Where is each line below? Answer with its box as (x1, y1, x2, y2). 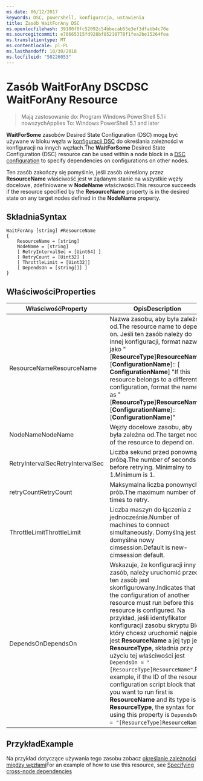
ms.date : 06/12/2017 (6, 8, 59, 15)
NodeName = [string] (17, 243, 69, 250)
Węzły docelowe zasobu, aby (109, 423, 193, 432)
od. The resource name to (109, 322, 181, 331)
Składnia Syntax (6, 211, 67, 222)
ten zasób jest (109, 576, 150, 584)
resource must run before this (109, 599, 195, 607)
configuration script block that (109, 680, 195, 689)
